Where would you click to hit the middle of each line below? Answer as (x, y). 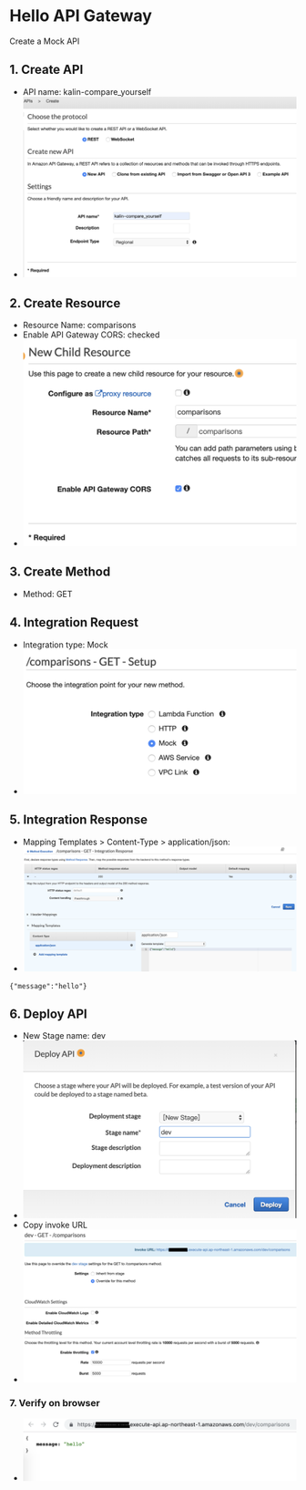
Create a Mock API (45, 41)
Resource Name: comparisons (79, 326)
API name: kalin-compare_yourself (87, 91)
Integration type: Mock (65, 645)
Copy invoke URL (55, 1225)
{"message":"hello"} (49, 986)
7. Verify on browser (55, 1403)
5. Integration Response (79, 820)
